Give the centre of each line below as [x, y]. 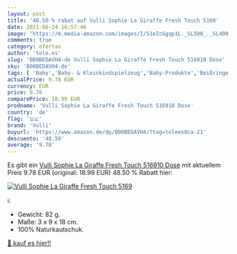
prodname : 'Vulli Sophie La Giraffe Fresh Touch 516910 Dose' [101, 106]
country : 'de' [28, 112]
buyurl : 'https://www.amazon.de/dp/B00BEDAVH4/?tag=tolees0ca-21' [107, 132]
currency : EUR [28, 86]
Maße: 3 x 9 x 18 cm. [48, 222]
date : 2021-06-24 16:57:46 [47, 27]
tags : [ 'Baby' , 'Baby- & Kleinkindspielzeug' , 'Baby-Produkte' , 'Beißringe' [120, 73]
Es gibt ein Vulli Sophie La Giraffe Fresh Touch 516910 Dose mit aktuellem [114, 165]
